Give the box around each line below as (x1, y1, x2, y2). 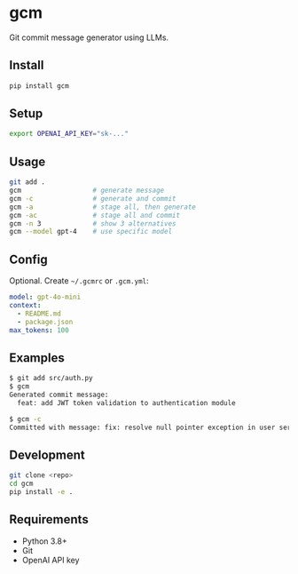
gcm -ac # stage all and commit (9, 211, 180, 219)
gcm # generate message (9, 186, 165, 195)
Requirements (9, 512, 89, 527)
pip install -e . (9, 488, 74, 497)
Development (9, 447, 86, 462)
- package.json (17, 317, 74, 326)
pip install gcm (9, 81, 69, 91)
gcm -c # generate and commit (9, 194, 176, 203)
